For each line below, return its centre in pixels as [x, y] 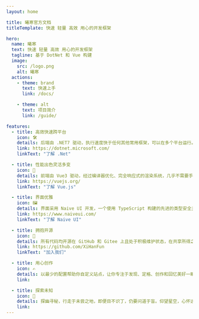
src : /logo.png [36, 66]
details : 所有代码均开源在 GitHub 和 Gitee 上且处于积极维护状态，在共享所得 [104, 241]
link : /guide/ [39, 116]
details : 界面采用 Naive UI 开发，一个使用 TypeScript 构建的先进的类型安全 [104, 209]
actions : [22, 77]
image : [20, 61]
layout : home [22, 12]
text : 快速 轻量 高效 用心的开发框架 [52, 50]
